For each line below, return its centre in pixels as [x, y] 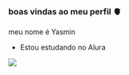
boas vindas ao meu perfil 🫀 [65, 11]
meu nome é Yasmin [42, 32]
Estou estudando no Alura [62, 47]
